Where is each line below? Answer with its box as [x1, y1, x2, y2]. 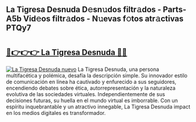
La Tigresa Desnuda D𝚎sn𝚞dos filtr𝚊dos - [6, 5, 161, 15]
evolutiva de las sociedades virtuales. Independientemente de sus [6, 91, 166, 97]
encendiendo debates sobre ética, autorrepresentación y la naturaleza [6, 84, 176, 91]
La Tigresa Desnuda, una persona [78, 66, 160, 73]
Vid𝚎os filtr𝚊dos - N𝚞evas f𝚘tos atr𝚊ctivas [23, 14, 184, 24]
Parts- [163, 5, 187, 15]
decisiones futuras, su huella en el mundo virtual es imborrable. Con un [6, 97, 178, 104]
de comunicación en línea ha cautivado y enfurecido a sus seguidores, [6, 79, 177, 85]
